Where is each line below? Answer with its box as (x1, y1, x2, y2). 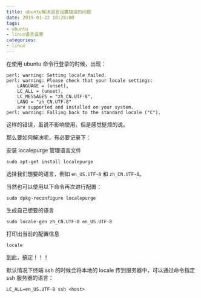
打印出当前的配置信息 (6, 230, 59, 237)
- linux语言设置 (6, 32, 44, 38)
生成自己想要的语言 (6, 206, 54, 214)
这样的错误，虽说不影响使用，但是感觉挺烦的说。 (6, 121, 128, 128)
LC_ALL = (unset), (17, 88, 64, 94)
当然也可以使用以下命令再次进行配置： (6, 183, 102, 190)
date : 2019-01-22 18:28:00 (6, 15, 74, 21)
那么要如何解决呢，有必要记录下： (6, 134, 91, 141)
